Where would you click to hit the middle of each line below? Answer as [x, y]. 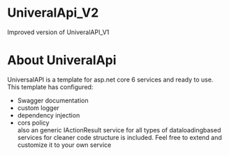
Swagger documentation [53, 100]
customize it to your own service [64, 145]
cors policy [34, 123]
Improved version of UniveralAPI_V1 [58, 32]
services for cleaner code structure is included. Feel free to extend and [119, 137]
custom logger [38, 108]
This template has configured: [50, 87]
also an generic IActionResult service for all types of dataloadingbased [119, 130]
